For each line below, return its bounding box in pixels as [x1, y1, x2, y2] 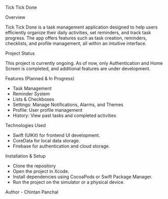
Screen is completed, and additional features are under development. [5, 66, 151, 71]
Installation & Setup [5, 153, 46, 159]
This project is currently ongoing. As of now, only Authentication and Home [5, 60, 163, 66]
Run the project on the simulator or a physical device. [12, 179, 125, 185]
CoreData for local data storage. [12, 138, 80, 143]
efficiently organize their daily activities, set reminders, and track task [5, 30, 151, 35]
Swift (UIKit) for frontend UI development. [12, 132, 100, 138]
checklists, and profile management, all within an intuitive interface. [5, 40, 147, 46]
